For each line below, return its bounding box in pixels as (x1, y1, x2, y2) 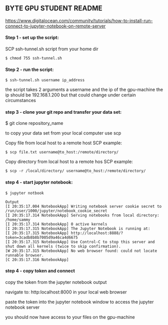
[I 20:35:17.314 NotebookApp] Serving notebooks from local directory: (5, 213, 159, 218)
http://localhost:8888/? (70, 231, 123, 236)
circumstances (5, 97, 36, 104)
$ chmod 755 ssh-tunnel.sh (5, 56, 62, 61)
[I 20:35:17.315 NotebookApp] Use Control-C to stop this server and (5, 239, 155, 244)
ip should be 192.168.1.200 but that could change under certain (5, 92, 136, 98)
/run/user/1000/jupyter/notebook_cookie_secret (5, 208, 108, 213)
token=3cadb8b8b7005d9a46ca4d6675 (5, 235, 78, 240)
